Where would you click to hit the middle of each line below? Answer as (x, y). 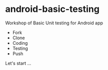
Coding (20, 43)
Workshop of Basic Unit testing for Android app (54, 23)
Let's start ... (18, 63)
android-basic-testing (52, 9)
